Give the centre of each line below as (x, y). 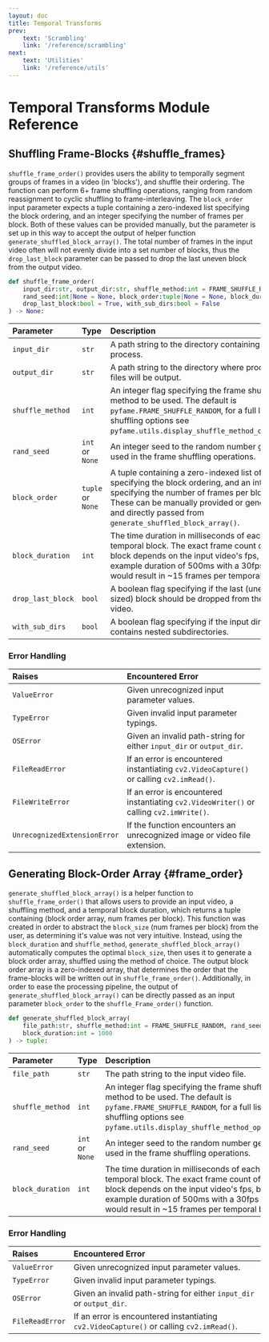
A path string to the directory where (177, 368)
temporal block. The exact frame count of (183, 1179)
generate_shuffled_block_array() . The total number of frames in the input (130, 241)
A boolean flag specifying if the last (177, 589)
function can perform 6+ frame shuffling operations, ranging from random (130, 190)
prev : (17, 30)
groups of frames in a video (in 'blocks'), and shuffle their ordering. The (126, 182)
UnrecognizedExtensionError (66, 835)
